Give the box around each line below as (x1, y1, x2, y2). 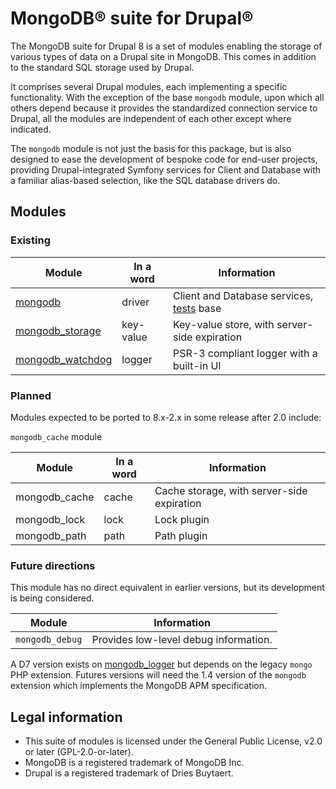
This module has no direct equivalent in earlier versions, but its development (10, 582, 325, 594)
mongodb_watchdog (15, 352, 113, 366)
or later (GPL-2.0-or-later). (24, 746, 134, 758)
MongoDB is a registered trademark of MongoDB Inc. (24, 757, 245, 769)
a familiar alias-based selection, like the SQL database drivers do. (10, 174, 281, 186)
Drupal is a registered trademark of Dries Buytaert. (24, 767, 234, 779)
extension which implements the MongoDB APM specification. (10, 680, 267, 692)
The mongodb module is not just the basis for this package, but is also (10, 142, 292, 154)
